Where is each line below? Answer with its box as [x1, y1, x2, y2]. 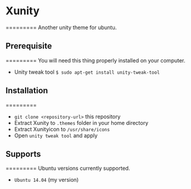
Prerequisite [5, 41, 52, 51]
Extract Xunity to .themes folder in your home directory [14, 119, 149, 126]
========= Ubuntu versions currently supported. [5, 165, 130, 172]
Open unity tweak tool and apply [14, 132, 98, 139]
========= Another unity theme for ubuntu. [5, 24, 117, 31]
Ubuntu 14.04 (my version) [14, 177, 79, 184]
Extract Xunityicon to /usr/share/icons [14, 125, 110, 133]
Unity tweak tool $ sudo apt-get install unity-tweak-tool [14, 68, 160, 75]
